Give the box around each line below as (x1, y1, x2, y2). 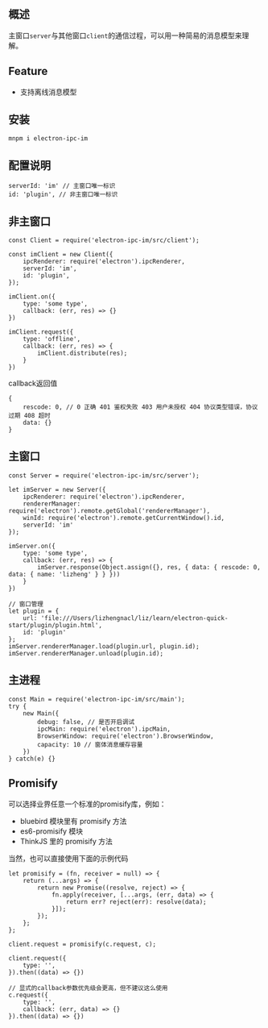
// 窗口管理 (8, 600, 44, 608)
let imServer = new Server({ (8, 485, 106, 493)
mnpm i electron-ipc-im (8, 135, 89, 143)
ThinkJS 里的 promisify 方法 (19, 836, 113, 846)
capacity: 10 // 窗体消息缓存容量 (37, 740, 143, 748)
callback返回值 (8, 378, 58, 389)
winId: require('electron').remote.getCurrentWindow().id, (23, 514, 225, 522)
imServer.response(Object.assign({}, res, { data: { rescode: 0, (37, 563, 262, 571)
